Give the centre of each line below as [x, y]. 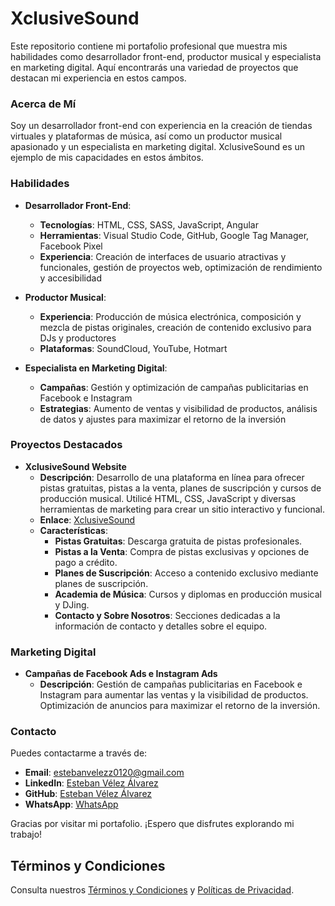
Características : [73, 530]
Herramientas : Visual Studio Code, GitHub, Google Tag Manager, [174, 235]
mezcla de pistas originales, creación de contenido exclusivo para [175, 327]
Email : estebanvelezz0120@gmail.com [104, 773]
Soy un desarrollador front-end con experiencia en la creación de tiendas [161, 126]
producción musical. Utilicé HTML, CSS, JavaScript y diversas [168, 498]
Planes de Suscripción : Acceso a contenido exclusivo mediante [186, 573]
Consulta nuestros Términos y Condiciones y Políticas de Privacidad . [152, 890]
